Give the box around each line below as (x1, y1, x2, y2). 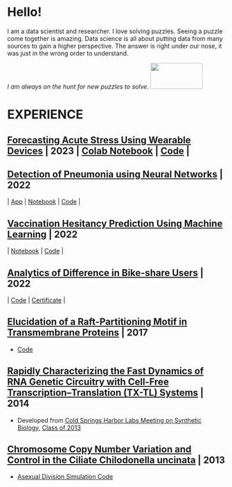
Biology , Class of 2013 (17, 423, 81, 432)
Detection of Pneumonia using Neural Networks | (7, 168, 224, 180)
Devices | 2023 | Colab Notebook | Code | (7, 145, 190, 156)
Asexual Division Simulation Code (17, 472, 114, 481)
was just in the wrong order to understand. (7, 49, 129, 57)
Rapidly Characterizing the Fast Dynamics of (7, 365, 204, 377)
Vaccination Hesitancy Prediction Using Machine (7, 217, 223, 229)
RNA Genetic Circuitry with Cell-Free (7, 376, 170, 388)
